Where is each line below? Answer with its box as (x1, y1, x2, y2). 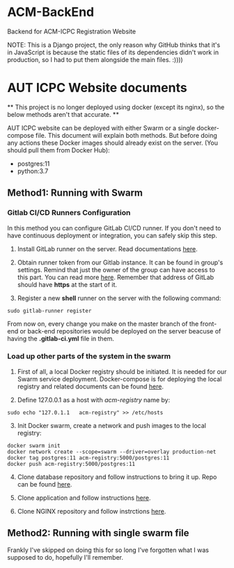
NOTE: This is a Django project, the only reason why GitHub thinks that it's (7, 40, 221, 49)
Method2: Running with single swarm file (7, 527, 189, 539)
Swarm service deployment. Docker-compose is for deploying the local (17, 374, 222, 383)
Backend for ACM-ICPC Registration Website (7, 27, 136, 35)
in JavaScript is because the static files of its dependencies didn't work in (7, 48, 219, 56)
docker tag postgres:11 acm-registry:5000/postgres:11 (7, 454, 170, 461)
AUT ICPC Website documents (7, 80, 187, 96)
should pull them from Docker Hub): (7, 145, 110, 154)
